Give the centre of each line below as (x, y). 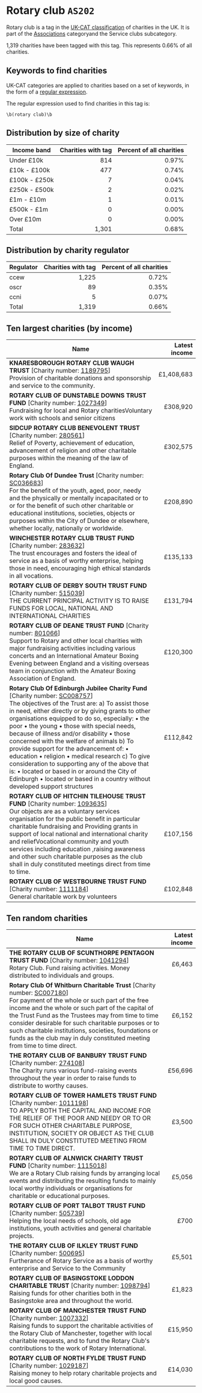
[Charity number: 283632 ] (47, 546)
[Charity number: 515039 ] (47, 594)
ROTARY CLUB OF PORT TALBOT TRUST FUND (77, 1206)
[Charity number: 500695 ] (47, 1253)
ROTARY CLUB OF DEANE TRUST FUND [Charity (79, 626)
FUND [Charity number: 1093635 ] (58, 804)
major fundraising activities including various (72, 648)
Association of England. (43, 679)
